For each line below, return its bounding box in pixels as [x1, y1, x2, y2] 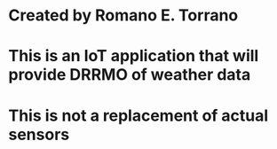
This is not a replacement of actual [8, 106, 269, 125]
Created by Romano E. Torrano [8, 5, 239, 26]
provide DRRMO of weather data [8, 65, 251, 85]
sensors [8, 124, 70, 145]
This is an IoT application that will [8, 46, 259, 67]
